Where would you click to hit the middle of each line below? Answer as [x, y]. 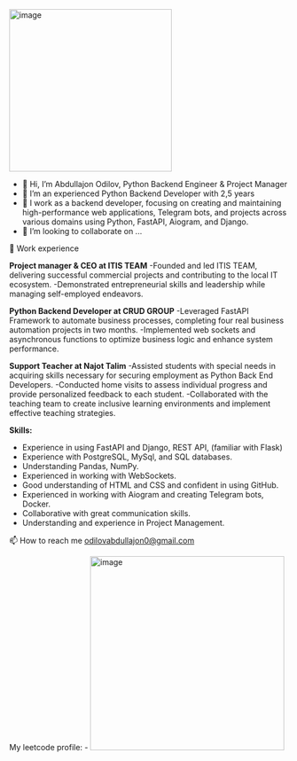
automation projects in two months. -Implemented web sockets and [133, 330]
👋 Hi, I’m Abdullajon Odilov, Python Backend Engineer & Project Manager [155, 184]
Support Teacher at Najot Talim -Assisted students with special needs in [143, 366]
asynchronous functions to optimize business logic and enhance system [141, 339]
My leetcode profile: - [49, 747]
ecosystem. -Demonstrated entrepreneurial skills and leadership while [137, 284]
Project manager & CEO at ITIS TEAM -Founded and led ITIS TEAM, [133, 266]
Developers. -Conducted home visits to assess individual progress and [138, 384]
